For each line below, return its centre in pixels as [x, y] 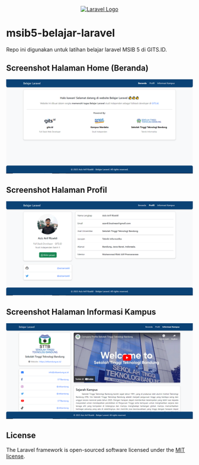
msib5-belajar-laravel [61, 33]
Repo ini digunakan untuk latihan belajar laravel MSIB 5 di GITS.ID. [87, 49]
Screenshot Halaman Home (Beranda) [78, 68]
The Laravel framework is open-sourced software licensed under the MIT [96, 450]
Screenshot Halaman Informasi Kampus [81, 312]
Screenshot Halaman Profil [57, 190]
